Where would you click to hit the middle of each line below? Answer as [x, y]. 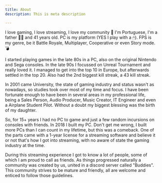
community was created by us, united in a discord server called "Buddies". [80, 165]
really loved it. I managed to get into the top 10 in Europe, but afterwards [77, 70]
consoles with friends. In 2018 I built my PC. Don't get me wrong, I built [76, 125]
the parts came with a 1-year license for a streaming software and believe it [80, 135]
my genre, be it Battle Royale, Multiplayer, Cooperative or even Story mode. [80, 43]
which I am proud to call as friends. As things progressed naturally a [73, 160]
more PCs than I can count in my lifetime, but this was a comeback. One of [80, 130]
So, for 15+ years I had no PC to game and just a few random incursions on [80, 119]
